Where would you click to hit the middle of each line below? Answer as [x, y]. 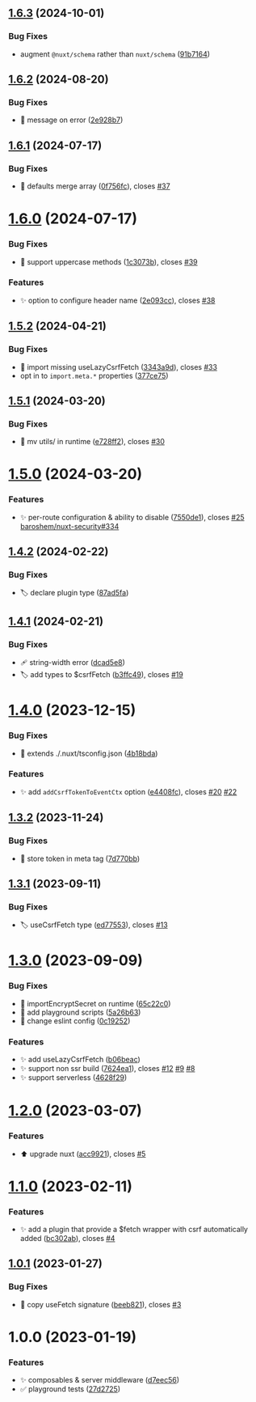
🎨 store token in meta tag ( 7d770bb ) [80, 858]
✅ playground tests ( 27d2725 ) [70, 1389]
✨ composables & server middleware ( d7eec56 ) [100, 1380]
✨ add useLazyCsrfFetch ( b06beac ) [80, 1060]
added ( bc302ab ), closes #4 [67, 1238]
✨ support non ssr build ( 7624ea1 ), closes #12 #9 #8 [107, 1069]
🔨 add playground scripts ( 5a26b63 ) [80, 1012]
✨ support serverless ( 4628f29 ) [73, 1078]
